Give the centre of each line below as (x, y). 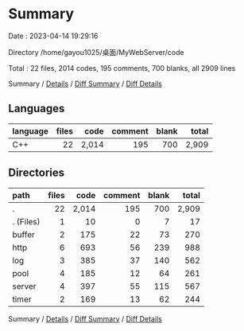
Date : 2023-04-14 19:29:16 (53, 36)
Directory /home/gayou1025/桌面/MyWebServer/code (96, 52)
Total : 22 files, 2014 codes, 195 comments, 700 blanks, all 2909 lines (122, 68)
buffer (24, 234)
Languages (37, 109)
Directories (37, 173)
